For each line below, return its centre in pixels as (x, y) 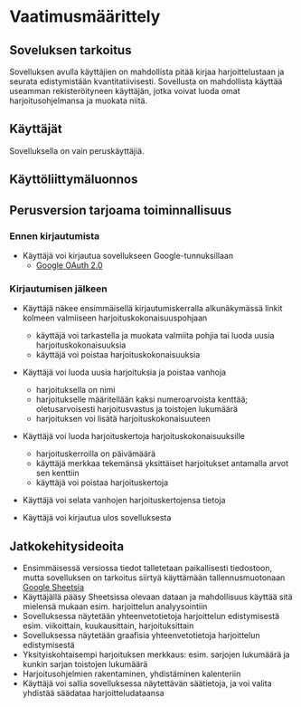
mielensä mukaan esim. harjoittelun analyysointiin (115, 607)
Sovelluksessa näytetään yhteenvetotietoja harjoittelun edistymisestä (151, 616)
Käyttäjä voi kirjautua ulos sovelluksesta (97, 518)
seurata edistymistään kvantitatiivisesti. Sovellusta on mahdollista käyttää (146, 81)
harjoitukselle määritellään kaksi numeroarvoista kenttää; (142, 399)
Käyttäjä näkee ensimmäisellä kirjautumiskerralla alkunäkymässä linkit (152, 309)
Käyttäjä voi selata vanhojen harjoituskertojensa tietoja (124, 501)
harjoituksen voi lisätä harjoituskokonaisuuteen (123, 419)
